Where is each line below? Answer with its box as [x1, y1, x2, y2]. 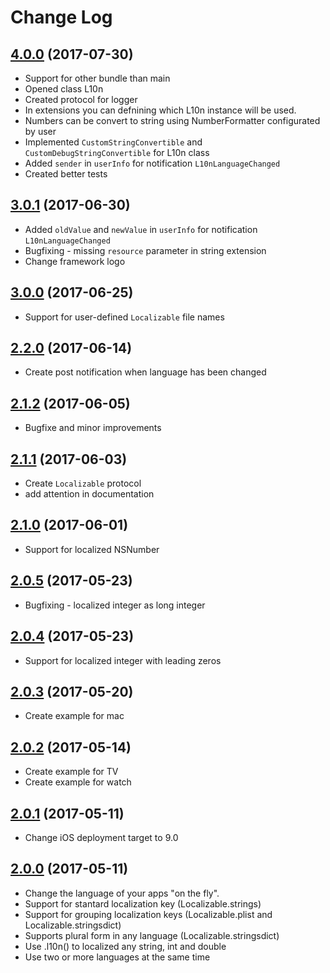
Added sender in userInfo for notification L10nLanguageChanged [24, 157, 281, 169]
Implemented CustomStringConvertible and [24, 136, 203, 148]
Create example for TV [24, 766, 119, 778]
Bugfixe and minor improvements [24, 422, 162, 434]
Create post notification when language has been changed [24, 366, 267, 378]
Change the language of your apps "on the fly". [24, 887, 220, 899]
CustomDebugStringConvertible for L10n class [24, 147, 210, 158]
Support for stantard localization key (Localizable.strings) [24, 897, 262, 910]
